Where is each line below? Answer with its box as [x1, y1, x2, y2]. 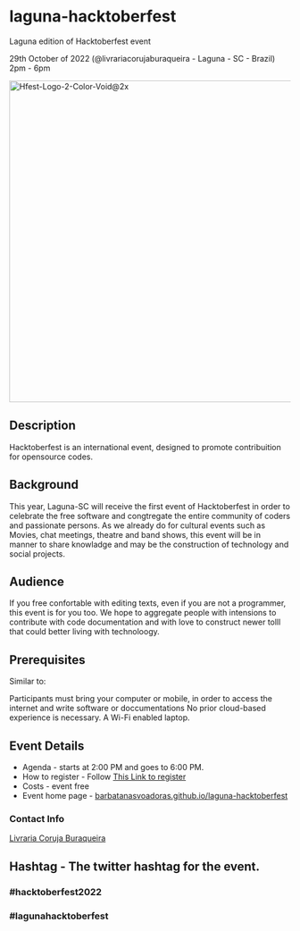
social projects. [9, 548, 65, 559]
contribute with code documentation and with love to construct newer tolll [9, 616, 281, 627]
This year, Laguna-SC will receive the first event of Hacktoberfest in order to [9, 500, 290, 511]
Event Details [9, 738, 85, 753]
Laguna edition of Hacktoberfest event [9, 36, 152, 46]
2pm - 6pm [9, 63, 51, 73]
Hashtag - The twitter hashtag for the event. [9, 859, 261, 874]
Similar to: [9, 676, 46, 687]
